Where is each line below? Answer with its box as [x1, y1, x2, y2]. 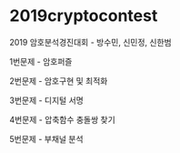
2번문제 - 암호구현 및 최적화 [9, 75, 108, 87]
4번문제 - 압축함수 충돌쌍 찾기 [9, 114, 115, 125]
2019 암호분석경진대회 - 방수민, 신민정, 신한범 [9, 36, 172, 47]
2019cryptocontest [9, 5, 158, 26]
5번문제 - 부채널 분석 [9, 133, 84, 144]
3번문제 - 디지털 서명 [9, 95, 84, 106]
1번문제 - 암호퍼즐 [9, 56, 73, 66]
